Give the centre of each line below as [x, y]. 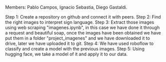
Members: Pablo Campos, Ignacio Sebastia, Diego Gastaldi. [66, 7]
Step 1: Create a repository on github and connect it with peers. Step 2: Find [83, 17]
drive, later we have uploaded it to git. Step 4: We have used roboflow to [79, 43]
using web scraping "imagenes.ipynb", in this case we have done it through [83, 27]
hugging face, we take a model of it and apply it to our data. [67, 54]
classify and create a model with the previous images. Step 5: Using [75, 49]
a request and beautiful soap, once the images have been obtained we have [83, 33]
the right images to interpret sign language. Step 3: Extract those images [80, 22]
